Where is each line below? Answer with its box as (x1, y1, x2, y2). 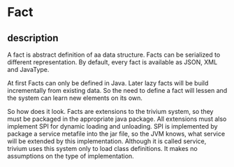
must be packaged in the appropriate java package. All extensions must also (7, 115, 227, 123)
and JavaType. (7, 66, 50, 73)
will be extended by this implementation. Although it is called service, (7, 137, 207, 145)
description (7, 32, 59, 44)
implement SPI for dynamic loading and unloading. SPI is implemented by (7, 122, 218, 130)
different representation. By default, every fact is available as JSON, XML (7, 58, 218, 66)
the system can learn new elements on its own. (7, 94, 143, 102)
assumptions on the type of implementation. (7, 152, 134, 160)
